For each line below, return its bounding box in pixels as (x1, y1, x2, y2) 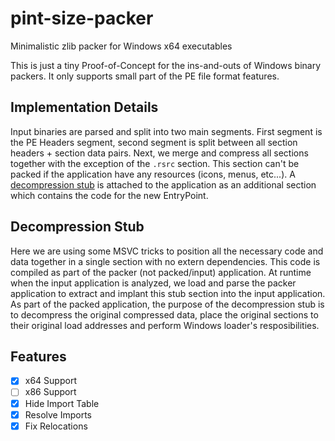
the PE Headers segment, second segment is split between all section (10, 136, 298, 148)
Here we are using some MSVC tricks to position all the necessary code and (10, 245, 324, 257)
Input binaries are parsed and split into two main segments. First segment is (10, 125, 323, 137)
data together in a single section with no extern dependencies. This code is (10, 255, 321, 267)
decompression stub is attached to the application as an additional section (10, 178, 317, 191)
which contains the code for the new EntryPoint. (10, 189, 209, 201)
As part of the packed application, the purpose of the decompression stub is (10, 298, 325, 310)
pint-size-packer (10, 7, 154, 30)
